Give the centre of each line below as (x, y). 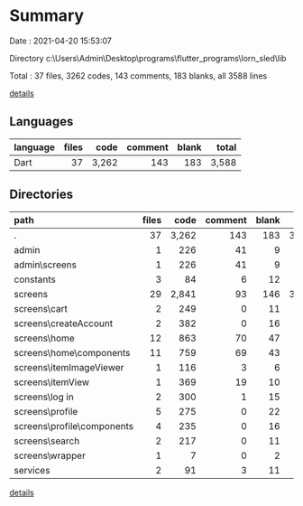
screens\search (47, 441)
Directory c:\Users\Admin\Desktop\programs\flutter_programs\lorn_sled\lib (148, 58)
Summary (46, 16)
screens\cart (41, 308)
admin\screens (45, 265)
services (32, 470)
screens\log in (44, 397)
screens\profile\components (73, 426)
